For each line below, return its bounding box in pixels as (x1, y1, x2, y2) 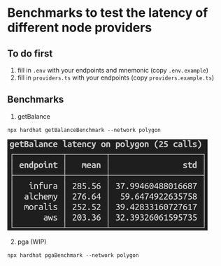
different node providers (7, 20, 152, 36)
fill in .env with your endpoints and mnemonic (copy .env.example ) (17, 66, 208, 74)
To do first (7, 47, 53, 59)
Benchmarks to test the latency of (7, 5, 208, 21)
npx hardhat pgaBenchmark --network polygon (7, 251, 139, 259)
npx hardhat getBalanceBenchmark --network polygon (7, 126, 161, 133)
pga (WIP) (17, 237, 47, 246)
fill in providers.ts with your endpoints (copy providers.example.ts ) (17, 73, 215, 82)
